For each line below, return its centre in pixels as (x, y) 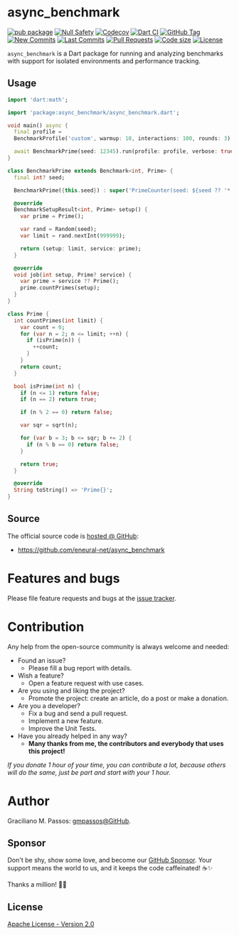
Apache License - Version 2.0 (51, 924)
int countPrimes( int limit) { (58, 321)
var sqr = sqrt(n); (49, 425)
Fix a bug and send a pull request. (78, 713)
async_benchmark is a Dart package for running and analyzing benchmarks (116, 53)
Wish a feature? (41, 675)
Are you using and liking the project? (71, 690)
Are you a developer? (49, 705)
